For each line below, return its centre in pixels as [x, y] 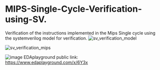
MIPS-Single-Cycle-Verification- [74, 9]
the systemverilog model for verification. [46, 38]
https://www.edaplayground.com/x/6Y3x [47, 62]
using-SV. [26, 19]
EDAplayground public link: [51, 57]
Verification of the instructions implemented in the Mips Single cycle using [80, 33]
